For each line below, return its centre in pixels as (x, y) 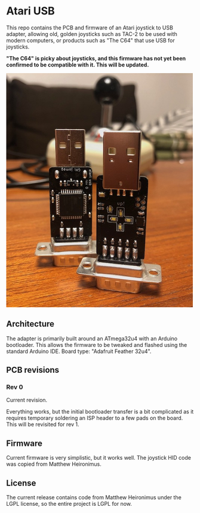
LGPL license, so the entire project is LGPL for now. (69, 504)
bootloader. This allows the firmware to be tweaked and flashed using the (97, 345)
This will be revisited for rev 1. (43, 424)
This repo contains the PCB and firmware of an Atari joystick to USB (90, 28)
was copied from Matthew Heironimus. (54, 464)
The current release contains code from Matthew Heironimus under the (94, 497)
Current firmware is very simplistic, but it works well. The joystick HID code (99, 458)
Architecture (30, 324)
